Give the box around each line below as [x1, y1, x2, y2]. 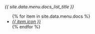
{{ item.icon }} [11, 19, 41, 24]
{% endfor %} [11, 24, 41, 30]
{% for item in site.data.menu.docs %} [11, 13, 91, 19]
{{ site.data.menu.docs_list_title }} [4, 4, 74, 9]
